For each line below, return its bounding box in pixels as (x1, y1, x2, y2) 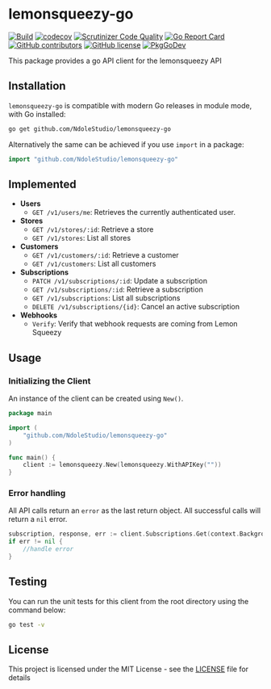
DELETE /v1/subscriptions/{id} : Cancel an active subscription (31, 302, 240, 312)
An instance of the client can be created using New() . (8, 393, 184, 403)
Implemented (8, 177, 77, 191)
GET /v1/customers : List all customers (31, 259, 156, 269)
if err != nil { (8, 538, 63, 546)
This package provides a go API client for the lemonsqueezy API (8, 56, 222, 65)
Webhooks (19, 310, 58, 320)
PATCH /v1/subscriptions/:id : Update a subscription (31, 276, 208, 286)
